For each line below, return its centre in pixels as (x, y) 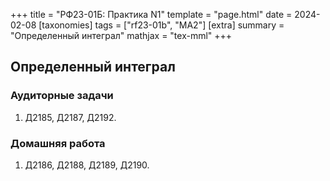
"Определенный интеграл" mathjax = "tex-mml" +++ (121, 35)
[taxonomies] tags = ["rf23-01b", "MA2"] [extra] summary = (161, 25)
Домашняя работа (58, 143)
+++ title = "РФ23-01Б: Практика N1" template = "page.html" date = (151, 14)
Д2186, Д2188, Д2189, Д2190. (87, 165)
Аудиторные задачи (62, 96)
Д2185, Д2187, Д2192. (70, 117)
